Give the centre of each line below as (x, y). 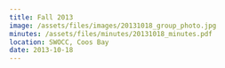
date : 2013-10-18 (41, 50)
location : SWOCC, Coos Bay (59, 42)
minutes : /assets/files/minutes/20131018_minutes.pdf (111, 34)
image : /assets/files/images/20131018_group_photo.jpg (113, 26)
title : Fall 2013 (41, 17)
